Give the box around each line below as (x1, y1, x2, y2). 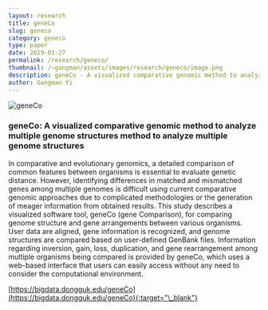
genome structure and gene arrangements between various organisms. (8, 217, 243, 228)
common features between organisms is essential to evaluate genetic (8, 167, 237, 177)
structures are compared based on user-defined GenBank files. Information (8, 235, 257, 244)
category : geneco (8, 34, 66, 42)
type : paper (8, 42, 48, 50)
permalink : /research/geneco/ (8, 57, 109, 65)
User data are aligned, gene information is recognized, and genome (8, 226, 231, 236)
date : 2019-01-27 (8, 49, 66, 57)
